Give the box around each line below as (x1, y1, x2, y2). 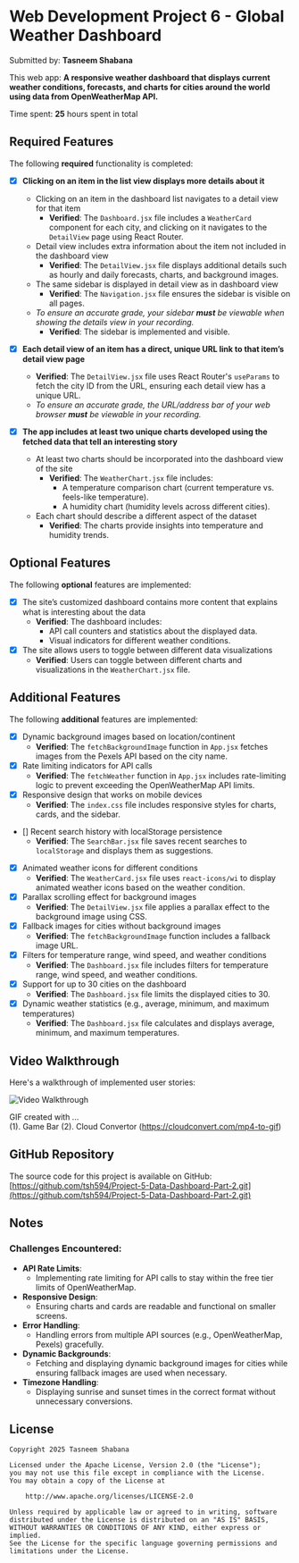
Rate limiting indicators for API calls (21, 760, 154, 770)
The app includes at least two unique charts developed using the (21, 426, 268, 437)
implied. (9, 1531, 42, 1541)
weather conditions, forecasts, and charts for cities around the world (9, 81, 270, 92)
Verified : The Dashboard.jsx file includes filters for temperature (35, 960, 270, 971)
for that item (35, 203, 81, 214)
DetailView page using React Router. (48, 231, 185, 242)
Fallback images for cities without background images (21, 920, 221, 931)
